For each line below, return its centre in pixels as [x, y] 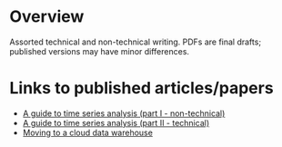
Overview [47, 17]
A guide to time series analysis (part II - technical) [116, 122]
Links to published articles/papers [142, 88]
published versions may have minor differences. [99, 51]
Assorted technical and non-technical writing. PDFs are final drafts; [136, 42]
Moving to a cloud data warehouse [87, 132]
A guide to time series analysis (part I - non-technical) [124, 113]
